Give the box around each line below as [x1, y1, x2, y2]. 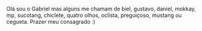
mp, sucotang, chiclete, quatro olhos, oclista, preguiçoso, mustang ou [6, 12, 182, 19]
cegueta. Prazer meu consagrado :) [6, 18, 96, 25]
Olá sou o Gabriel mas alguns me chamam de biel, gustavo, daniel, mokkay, [6, 5, 197, 12]
